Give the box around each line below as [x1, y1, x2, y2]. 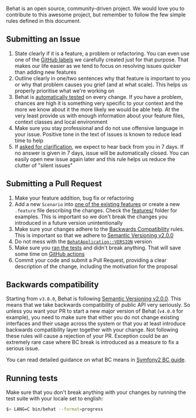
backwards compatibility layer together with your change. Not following [6, 326, 178, 333]
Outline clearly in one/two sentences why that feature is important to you [14, 74, 191, 81]
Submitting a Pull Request [6, 179, 102, 189]
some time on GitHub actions [14, 250, 85, 257]
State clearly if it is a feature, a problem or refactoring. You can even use [14, 50, 190, 57]
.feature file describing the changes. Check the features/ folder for [14, 207, 177, 214]
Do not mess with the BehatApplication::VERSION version [14, 238, 152, 245]
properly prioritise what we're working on [14, 87, 115, 94]
